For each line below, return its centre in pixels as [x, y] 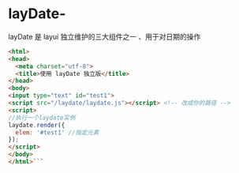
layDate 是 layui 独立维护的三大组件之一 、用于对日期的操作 [105, 36]
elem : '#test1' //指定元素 [57, 132]
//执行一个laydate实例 [42, 118]
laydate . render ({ [37, 125]
